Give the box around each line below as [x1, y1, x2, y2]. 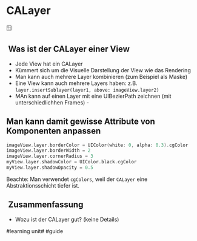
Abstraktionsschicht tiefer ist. [6, 182, 80, 189]
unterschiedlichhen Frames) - [15, 98, 90, 106]
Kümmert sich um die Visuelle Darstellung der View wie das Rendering [15, 66, 191, 73]
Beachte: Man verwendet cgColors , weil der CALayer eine [6, 175, 148, 183]
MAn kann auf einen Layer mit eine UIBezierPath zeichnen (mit [15, 92, 172, 100]
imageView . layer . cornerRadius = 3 [6, 153, 94, 160]
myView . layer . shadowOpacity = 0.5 [6, 165, 94, 171]
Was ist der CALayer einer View [8, 44, 130, 55]
